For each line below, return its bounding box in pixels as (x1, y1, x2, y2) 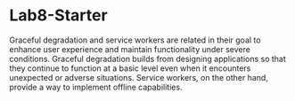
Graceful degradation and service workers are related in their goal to (9, 35, 261, 45)
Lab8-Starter (9, 5, 109, 26)
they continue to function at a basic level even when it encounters (9, 63, 251, 74)
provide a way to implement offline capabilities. (9, 82, 183, 92)
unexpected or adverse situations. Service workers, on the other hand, (9, 72, 269, 82)
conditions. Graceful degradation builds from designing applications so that (9, 53, 287, 64)
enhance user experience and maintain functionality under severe (9, 43, 251, 54)
